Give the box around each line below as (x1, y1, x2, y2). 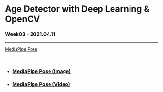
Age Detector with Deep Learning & (5, 3, 150, 15)
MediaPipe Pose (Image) (12, 68, 71, 75)
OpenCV (5, 14, 40, 25)
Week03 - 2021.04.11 (5, 31, 56, 38)
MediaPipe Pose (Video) (12, 81, 70, 88)
